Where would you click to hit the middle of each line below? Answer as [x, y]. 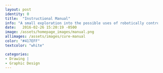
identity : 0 [17, 14]
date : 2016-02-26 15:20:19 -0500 [41, 28]
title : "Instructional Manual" [38, 18]
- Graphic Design [23, 63]
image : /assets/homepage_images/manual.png [50, 32]
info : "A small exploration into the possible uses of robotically [75, 23]
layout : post [18, 9]
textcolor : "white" [25, 45]
